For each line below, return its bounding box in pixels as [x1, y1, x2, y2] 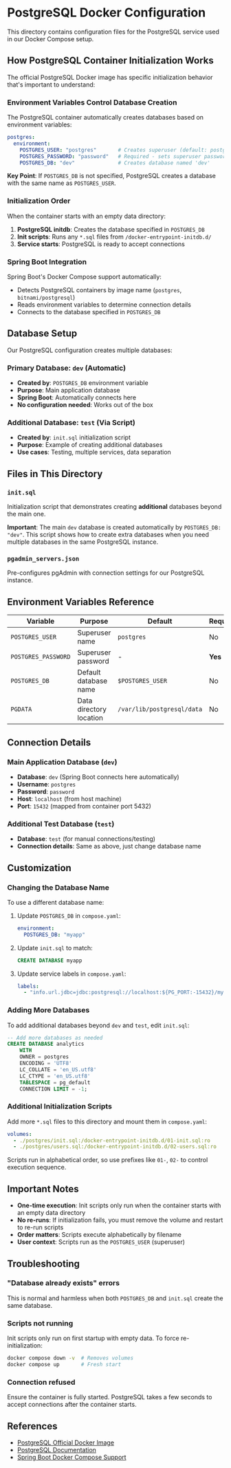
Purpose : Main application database [16, 386, 120, 395]
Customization [7, 862, 72, 874]
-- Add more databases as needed [7, 1034, 103, 1041]
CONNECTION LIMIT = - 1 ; [19, 1085, 88, 1093]
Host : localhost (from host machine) [16, 794, 122, 802]
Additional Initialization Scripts [7, 1102, 112, 1111]
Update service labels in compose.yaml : [16, 969, 126, 978]
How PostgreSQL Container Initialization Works [7, 55, 214, 67]
